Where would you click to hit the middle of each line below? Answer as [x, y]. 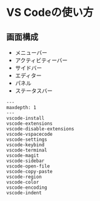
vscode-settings [27, 139]
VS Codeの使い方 [50, 12]
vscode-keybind [25, 145]
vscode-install [25, 118]
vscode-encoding [27, 188]
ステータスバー [34, 91]
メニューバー [31, 53]
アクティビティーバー [41, 60]
